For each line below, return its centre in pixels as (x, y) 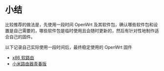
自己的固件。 (22, 37)
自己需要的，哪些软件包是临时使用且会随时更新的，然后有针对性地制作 (84, 30)
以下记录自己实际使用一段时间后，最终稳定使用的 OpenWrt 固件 (69, 47)
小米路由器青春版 (29, 64)
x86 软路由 (23, 57)
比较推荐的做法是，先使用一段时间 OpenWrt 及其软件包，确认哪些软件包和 (79, 24)
